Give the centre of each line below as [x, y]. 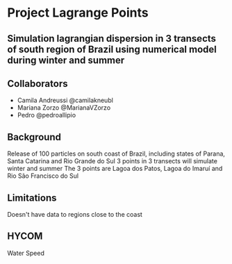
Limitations [32, 198]
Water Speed [26, 253]
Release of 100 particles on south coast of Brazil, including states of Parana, [116, 154]
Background [34, 137]
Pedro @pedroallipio [47, 115]
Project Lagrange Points [78, 13]
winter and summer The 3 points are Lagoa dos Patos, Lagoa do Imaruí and [115, 169]
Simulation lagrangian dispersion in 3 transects [112, 39]
